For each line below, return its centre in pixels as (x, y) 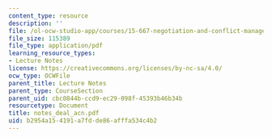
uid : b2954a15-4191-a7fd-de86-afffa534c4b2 (83, 121)
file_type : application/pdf (56, 46)
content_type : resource (49, 16)
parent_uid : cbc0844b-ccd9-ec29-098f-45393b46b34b (96, 98)
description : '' (36, 23)
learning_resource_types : (52, 53)
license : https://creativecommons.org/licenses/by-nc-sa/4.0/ (115, 68)
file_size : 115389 (39, 38)
